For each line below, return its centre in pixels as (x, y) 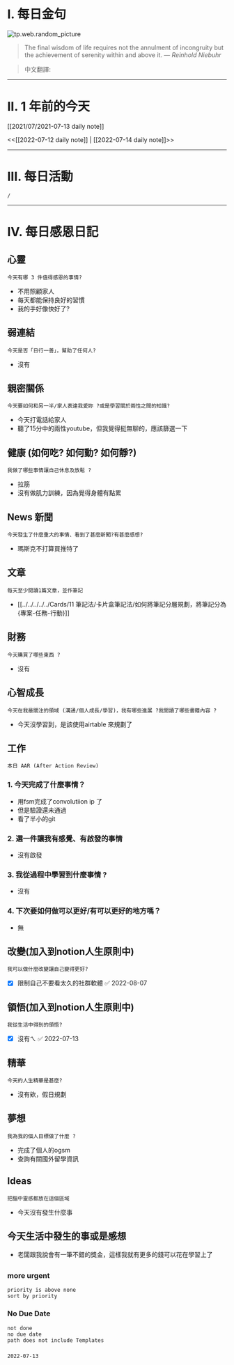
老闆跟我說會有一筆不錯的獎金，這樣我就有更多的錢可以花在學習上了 (115, 1254)
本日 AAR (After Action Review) (53, 766)
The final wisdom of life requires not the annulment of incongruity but (124, 47)
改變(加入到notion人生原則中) (71, 951)
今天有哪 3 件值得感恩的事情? (45, 277)
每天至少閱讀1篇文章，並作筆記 (45, 590)
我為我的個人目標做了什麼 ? (42, 1136)
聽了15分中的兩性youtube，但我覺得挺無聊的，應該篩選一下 (102, 428)
